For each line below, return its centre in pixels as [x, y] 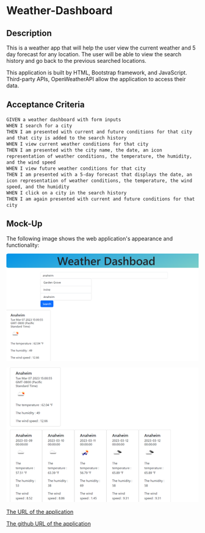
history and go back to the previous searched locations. [76, 61]
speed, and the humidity [38, 187]
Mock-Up [24, 224]
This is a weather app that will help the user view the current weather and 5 [101, 48]
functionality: [23, 245]
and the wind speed [31, 162]
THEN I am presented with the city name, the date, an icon [85, 150]
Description [29, 33]
